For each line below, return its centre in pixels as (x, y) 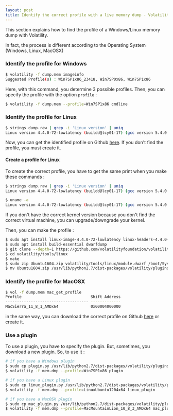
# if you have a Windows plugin (40, 361)
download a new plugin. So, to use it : (45, 352)
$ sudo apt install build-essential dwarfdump (56, 245)
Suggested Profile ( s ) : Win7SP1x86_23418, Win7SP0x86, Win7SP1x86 (78, 79)
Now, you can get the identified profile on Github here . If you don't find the (84, 143)
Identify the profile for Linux (41, 117)
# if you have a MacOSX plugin (39, 399)
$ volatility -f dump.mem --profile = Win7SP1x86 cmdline (66, 104)
